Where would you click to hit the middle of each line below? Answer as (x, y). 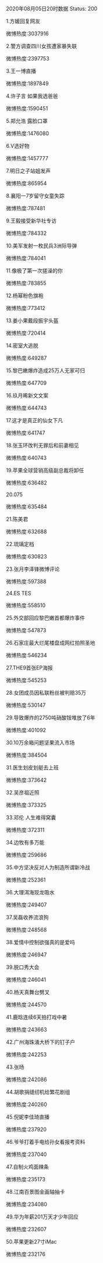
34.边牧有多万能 (25, 842)
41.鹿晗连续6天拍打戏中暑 (37, 1017)
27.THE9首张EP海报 (30, 668)
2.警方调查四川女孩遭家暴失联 (42, 46)
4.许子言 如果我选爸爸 (32, 96)
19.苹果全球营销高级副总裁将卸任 (45, 470)
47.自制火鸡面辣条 (28, 1167)
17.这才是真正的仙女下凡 (34, 420)
